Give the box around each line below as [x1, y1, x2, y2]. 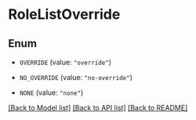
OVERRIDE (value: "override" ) [19, 57, 112, 67]
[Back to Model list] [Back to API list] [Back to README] [8, 104, 188, 112]
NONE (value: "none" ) [19, 88, 84, 97]
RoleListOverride [8, 5, 121, 24]
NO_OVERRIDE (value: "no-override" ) [19, 73, 133, 82]
